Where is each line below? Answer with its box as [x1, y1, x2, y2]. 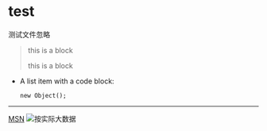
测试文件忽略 [8, 29, 50, 39]
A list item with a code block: [19, 76, 114, 86]
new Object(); [19, 91, 67, 99]
